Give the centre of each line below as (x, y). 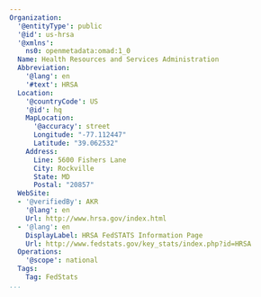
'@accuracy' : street (72, 127)
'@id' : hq (44, 110)
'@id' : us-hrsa (46, 34)
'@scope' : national (62, 261)
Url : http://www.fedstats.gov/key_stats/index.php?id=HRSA (139, 244)
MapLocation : (50, 118)
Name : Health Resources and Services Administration (118, 59)
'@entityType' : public (60, 26)
